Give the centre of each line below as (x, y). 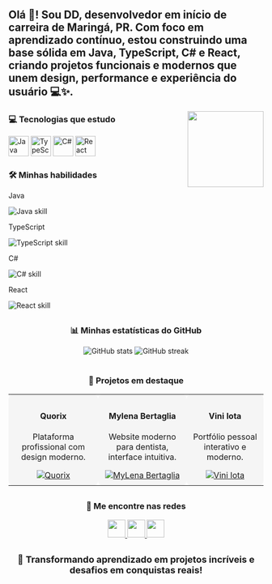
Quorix (53, 416)
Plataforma (53, 437)
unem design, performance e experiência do (123, 78)
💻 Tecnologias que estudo (62, 120)
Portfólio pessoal (225, 437)
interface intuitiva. (142, 457)
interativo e (225, 447)
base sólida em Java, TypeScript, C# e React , (125, 53)
